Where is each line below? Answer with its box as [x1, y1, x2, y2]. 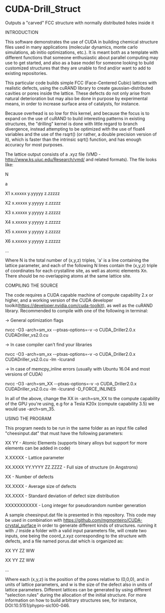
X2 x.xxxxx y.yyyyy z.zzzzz [5, 200, 61, 205]
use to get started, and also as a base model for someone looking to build [5, 60, 154, 66]
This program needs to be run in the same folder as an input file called [5, 425, 147, 431]
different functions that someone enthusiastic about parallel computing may [5, 54, 159, 60]
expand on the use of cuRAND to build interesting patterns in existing [5, 115, 145, 121]
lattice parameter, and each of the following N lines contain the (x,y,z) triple [5, 262, 158, 268]
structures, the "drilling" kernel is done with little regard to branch [5, 121, 138, 127]
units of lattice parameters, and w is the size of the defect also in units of [5, 581, 153, 587]
